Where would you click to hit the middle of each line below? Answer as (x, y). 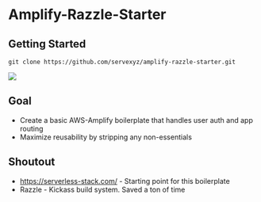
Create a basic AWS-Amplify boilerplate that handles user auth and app (136, 120)
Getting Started (47, 44)
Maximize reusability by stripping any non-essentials (106, 137)
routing (31, 128)
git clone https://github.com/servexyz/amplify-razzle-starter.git (122, 62)
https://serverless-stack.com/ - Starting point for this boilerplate (125, 181)
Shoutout (32, 162)
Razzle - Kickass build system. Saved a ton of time (102, 189)
